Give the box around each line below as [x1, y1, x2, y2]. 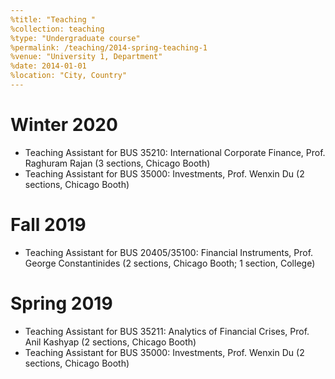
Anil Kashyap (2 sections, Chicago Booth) [24, 336, 197, 348]
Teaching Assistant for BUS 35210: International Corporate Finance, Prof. [24, 146, 326, 158]
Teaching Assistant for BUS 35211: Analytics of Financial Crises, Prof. [24, 325, 310, 337]
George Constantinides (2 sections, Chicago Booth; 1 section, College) [24, 257, 316, 269]
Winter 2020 [10, 114, 118, 136]
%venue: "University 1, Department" [10, 52, 163, 62]
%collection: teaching [10, 24, 105, 34]
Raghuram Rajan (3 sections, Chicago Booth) [24, 157, 211, 169]
